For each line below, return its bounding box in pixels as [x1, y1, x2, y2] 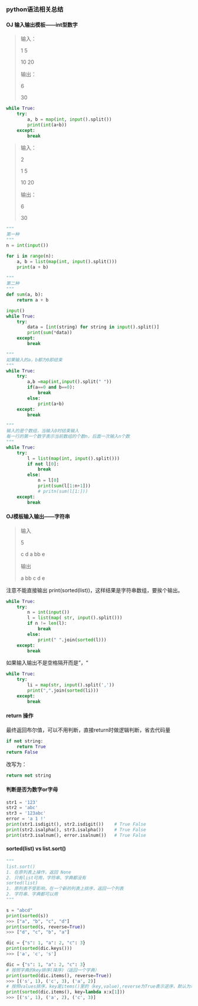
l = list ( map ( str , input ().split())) [27, 615, 123, 621]
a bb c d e [20, 575, 45, 582]
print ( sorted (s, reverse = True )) [6, 924, 85, 930]
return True [16, 744, 46, 749]
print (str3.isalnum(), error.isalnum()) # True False [6, 832, 146, 838]
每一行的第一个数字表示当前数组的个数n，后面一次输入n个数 [6, 433, 130, 440]
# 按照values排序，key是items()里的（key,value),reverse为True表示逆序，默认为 [6, 984, 191, 989]
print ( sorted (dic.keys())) [6, 946, 72, 952]
